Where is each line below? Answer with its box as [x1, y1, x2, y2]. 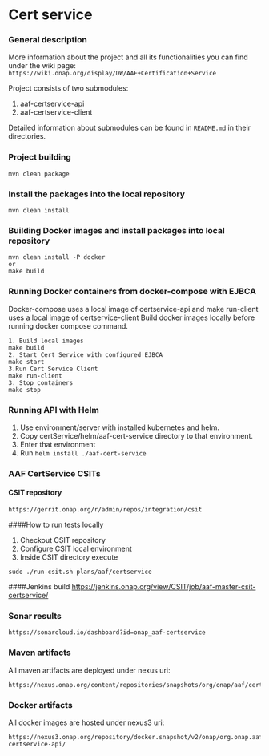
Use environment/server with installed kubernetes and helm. [19, 422, 220, 432]
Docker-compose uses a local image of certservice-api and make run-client [8, 304, 259, 313]
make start [8, 358, 45, 366]
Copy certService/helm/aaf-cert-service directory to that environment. [19, 431, 254, 440]
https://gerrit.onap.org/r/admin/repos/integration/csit [8, 506, 203, 514]
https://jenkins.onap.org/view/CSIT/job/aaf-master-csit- [71, 582, 256, 592]
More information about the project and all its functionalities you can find [8, 52, 248, 62]
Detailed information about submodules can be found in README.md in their [8, 123, 251, 133]
